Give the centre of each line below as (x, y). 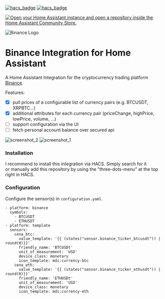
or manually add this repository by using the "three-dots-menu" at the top (82, 169)
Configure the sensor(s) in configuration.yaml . (54, 198)
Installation (19, 153)
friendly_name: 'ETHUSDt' (46, 278)
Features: (15, 92)
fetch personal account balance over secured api (63, 130)
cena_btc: (25, 234)
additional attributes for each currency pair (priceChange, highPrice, (83, 113)
